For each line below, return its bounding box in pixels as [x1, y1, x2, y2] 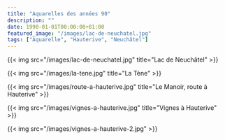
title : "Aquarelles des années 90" [7, 10, 111, 17]
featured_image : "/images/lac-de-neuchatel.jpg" [7, 29, 152, 37]
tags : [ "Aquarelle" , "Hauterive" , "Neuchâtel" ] [7, 36, 149, 43]
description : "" [7, 17, 55, 24]
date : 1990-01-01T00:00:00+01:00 [7, 23, 105, 30]
